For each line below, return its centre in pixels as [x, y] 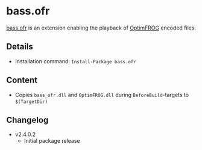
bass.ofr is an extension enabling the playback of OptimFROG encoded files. [101, 28]
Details [20, 47]
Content [22, 80]
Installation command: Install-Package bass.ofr [76, 61]
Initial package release [52, 141]
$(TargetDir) [31, 102]
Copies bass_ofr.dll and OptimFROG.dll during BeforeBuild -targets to [102, 95]
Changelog [27, 120]
